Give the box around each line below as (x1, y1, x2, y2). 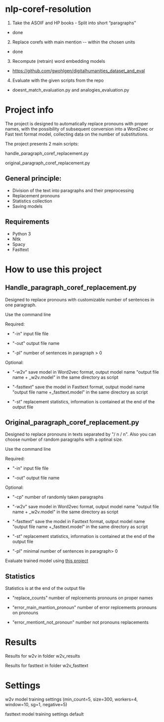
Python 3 (12, 231, 31, 237)
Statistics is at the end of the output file (5, 585, 85, 591)
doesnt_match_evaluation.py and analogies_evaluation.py (12, 87, 129, 93)
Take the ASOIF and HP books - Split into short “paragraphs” (12, 20, 136, 26)
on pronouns (12, 610, 39, 616)
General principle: (5, 174, 62, 183)
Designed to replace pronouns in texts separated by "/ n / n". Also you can (5, 432, 157, 437)
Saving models (12, 203, 43, 209)
